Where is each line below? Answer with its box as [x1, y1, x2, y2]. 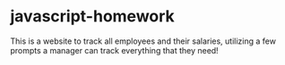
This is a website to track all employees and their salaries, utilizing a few [10, 36, 277, 46]
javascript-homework [10, 6, 176, 27]
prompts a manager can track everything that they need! [10, 45, 219, 55]
